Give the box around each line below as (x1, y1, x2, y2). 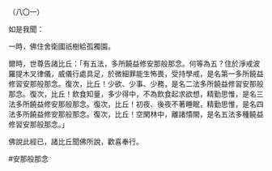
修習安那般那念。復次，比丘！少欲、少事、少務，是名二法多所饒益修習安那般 (8, 79, 264, 88)
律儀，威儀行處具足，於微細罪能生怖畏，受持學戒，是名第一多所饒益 (36, 69, 264, 79)
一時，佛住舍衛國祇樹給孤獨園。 (8, 41, 115, 51)
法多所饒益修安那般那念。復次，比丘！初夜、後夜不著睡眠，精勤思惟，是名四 (8, 100, 264, 109)
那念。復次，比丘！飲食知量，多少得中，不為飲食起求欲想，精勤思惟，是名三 (8, 89, 264, 99)
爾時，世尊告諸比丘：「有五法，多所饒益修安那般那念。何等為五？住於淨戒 (8, 59, 253, 68)
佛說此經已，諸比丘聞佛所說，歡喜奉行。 (8, 137, 143, 146)
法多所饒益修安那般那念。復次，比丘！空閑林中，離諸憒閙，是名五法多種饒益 (8, 109, 264, 119)
